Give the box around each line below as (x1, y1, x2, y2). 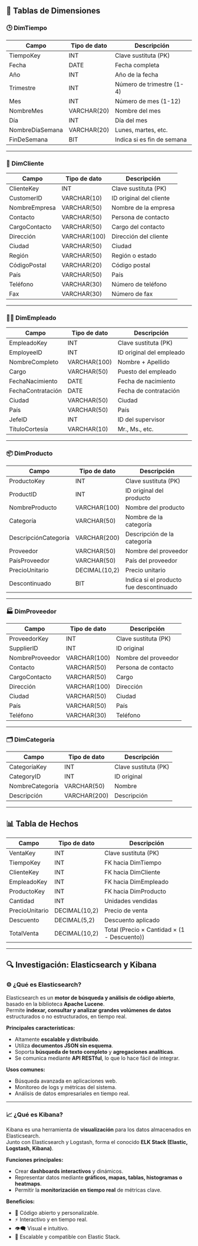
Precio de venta (104, 906, 148, 914)
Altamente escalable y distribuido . (14, 1036, 100, 1043)
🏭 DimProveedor (6, 607, 57, 615)
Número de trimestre (114, 80, 173, 88)
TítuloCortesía (9, 425, 48, 433)
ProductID (9, 490, 37, 498)
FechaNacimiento (9, 377, 58, 385)
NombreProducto (9, 503, 57, 512)
